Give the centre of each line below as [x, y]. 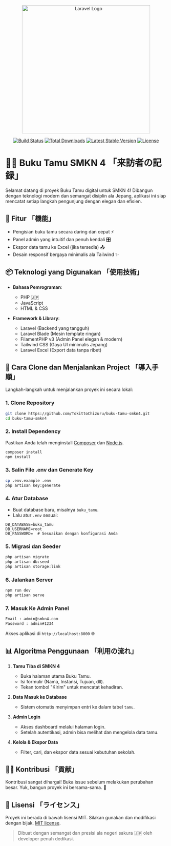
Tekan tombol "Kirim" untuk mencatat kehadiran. [72, 687]
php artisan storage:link [33, 566]
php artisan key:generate [33, 485]
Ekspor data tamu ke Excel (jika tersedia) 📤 [59, 247]
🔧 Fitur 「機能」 [30, 219]
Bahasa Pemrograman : [37, 287]
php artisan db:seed [27, 562]
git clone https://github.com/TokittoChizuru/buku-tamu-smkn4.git [78, 414]
